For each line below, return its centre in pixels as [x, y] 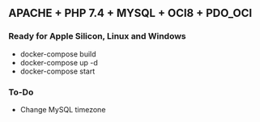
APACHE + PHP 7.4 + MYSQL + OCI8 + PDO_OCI [130, 13]
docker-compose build [58, 54]
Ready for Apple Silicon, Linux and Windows [97, 36]
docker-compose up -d [59, 62]
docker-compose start [58, 71]
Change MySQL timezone [63, 109]
